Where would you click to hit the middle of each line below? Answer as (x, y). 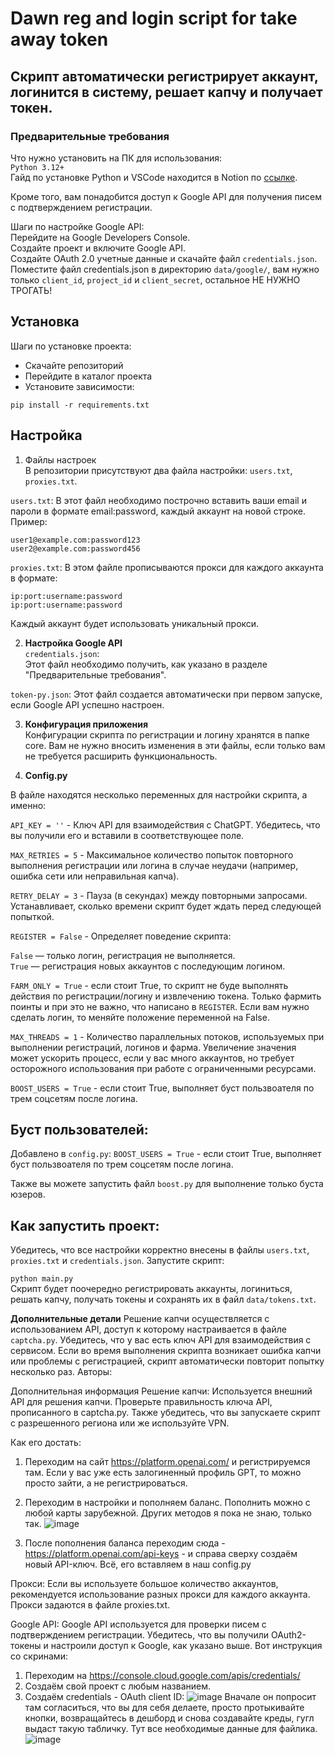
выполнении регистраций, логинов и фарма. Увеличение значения (153, 1047)
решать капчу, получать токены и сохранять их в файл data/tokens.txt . (163, 1299)
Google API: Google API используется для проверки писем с (138, 1624)
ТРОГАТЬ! (31, 290)
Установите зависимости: (79, 386)
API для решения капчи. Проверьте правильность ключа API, (141, 1402)
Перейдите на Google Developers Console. (100, 237)
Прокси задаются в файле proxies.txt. (90, 1605)
